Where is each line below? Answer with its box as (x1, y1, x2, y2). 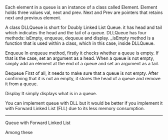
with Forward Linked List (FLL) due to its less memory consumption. (5, 106, 145, 111)
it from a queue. (5, 81, 38, 87)
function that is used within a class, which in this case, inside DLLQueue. (5, 40, 155, 46)
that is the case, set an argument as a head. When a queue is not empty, (5, 55, 154, 61)
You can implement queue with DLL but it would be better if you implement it (5, 100, 163, 106)
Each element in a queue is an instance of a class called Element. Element (5, 4, 157, 10)
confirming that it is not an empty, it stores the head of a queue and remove (5, 76, 161, 81)
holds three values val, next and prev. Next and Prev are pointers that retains (5, 9, 163, 15)
